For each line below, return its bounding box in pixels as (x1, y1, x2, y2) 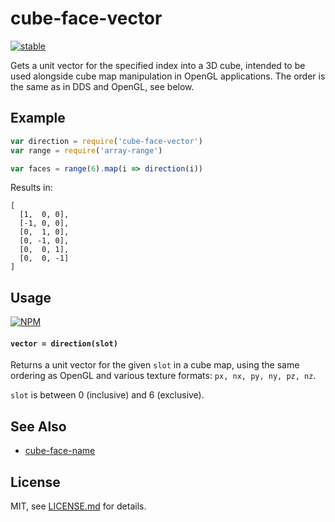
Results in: (10, 182, 53, 194)
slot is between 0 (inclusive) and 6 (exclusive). (10, 389, 205, 401)
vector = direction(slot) (10, 338, 118, 349)
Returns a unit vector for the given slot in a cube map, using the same (10, 359, 300, 371)
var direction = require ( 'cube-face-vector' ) (10, 136, 203, 146)
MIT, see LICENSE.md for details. (10, 500, 147, 512)
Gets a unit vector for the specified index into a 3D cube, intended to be (10, 59, 306, 71)
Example (10, 110, 66, 127)
